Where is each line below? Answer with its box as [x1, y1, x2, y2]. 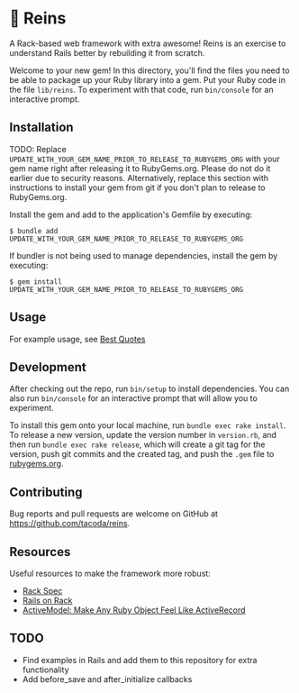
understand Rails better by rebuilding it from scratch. [9, 47, 205, 58]
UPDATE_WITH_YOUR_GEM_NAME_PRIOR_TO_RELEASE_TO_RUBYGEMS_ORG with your [9, 153, 281, 164]
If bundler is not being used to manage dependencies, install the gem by [9, 250, 278, 260]
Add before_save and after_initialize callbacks [22, 673, 193, 684]
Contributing [9, 484, 83, 499]
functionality [22, 664, 69, 675]
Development [9, 360, 87, 375]
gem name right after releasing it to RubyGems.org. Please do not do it [9, 162, 271, 174]
